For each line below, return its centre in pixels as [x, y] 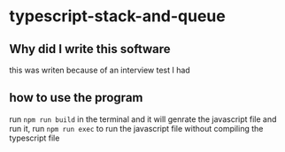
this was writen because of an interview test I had [100, 70]
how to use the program [76, 98]
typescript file [35, 138]
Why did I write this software [90, 49]
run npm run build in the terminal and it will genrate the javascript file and [143, 119]
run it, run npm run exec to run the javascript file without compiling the [136, 128]
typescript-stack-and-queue [117, 16]
